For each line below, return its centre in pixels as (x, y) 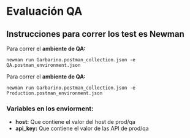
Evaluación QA (44, 11)
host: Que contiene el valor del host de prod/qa (75, 122)
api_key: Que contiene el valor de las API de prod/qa (82, 128)
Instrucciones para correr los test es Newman (96, 34)
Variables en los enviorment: (50, 109)
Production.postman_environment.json (55, 93)
